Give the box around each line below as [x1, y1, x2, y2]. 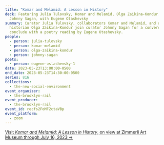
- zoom [9, 115, 23, 121]
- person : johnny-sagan [9, 52, 58, 57]
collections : [5, 79, 32, 84]
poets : [5, 57, 19, 62]
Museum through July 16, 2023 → [5, 134, 73, 140]
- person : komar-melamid [9, 43, 60, 48]
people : [5, 35, 21, 39]
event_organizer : [5, 89, 41, 93]
